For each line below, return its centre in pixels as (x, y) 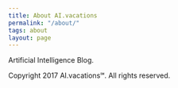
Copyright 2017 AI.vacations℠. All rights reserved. (89, 75)
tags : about (28, 30)
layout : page (30, 38)
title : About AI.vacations (53, 15)
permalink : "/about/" (44, 23)
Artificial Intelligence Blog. (51, 60)
